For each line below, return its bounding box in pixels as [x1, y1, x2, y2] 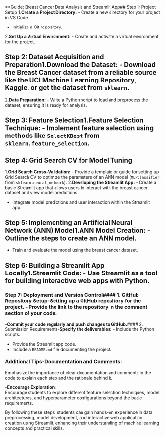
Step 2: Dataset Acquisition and [5, 53, 104, 61]
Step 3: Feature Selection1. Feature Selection [5, 116, 144, 125]
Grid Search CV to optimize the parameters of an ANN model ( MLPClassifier [5, 174, 160, 180]
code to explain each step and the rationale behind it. [5, 375, 113, 381]
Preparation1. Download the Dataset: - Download [5, 61, 156, 69]
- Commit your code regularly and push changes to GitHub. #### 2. [5, 321, 143, 327]
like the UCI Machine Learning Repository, [5, 76, 137, 84]
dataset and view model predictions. [5, 190, 79, 196]
